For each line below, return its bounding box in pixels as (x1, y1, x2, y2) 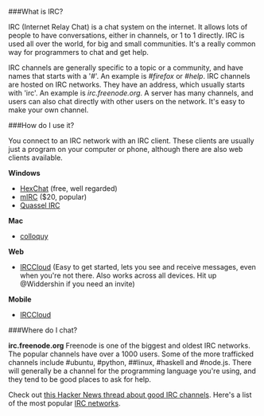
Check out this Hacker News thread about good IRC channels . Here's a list (8, 390, 252, 399)
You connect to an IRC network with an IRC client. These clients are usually (8, 136, 254, 146)
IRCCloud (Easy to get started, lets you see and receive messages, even (19, 262, 257, 271)
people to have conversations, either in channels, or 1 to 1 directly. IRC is (8, 31, 245, 40)
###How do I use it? (8, 121, 75, 130)
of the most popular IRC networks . (8, 399, 121, 408)
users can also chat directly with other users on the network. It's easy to (8, 97, 245, 106)
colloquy (19, 231, 49, 241)
